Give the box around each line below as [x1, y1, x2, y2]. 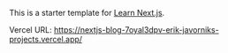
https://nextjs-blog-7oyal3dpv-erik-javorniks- [53, 25, 219, 34]
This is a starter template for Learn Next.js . [9, 8, 165, 18]
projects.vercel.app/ [9, 34, 82, 44]
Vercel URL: [9, 25, 53, 34]
